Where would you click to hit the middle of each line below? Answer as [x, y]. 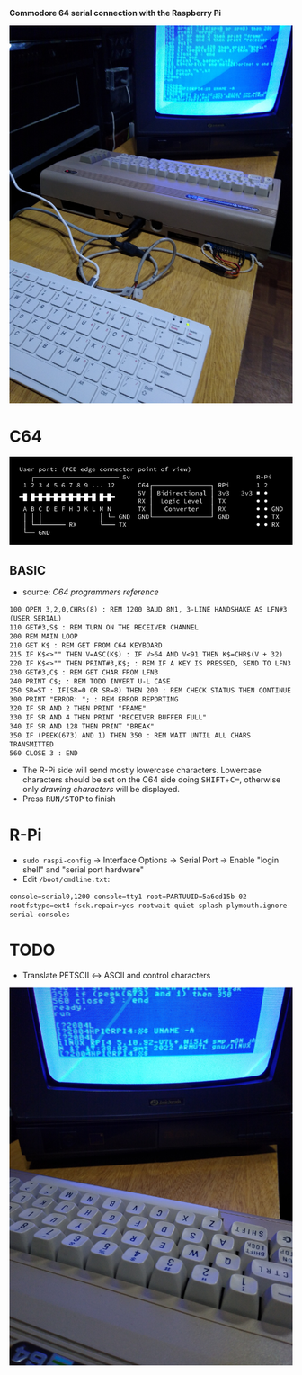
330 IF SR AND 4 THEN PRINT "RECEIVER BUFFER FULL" [108, 718]
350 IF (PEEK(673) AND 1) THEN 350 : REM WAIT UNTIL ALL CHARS [130, 736]
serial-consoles [40, 915]
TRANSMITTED [31, 745]
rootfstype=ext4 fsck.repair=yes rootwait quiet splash [116, 906]
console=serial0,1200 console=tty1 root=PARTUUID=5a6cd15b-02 [128, 897]
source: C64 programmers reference [90, 592]
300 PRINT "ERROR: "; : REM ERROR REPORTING [94, 700]
